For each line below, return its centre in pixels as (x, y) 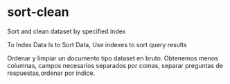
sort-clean (38, 12)
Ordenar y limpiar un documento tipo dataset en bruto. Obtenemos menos (113, 58)
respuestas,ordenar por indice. (51, 73)
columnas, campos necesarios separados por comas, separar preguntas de (115, 65)
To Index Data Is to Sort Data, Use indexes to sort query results (97, 44)
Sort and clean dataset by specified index (67, 31)
